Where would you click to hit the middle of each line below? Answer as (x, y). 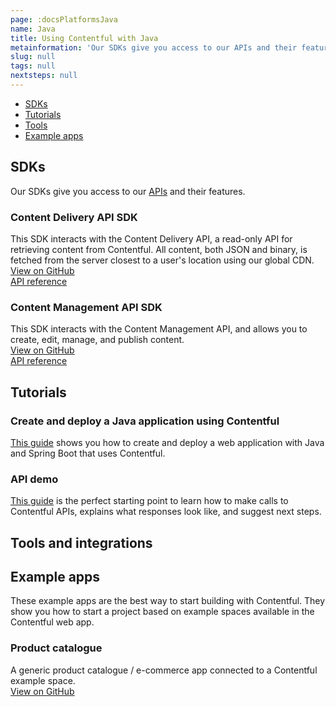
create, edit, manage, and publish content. (97, 340)
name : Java (33, 29)
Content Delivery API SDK (74, 217)
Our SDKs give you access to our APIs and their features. (128, 191)
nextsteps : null (44, 76)
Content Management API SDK (86, 307)
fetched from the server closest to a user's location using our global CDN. (162, 260)
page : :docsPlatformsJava (64, 19)
